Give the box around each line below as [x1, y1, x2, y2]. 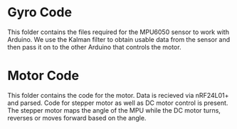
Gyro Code [7, 4, 73, 21]
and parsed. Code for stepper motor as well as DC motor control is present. [7, 99, 228, 107]
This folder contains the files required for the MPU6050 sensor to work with [7, 28, 230, 36]
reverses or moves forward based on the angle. [7, 113, 147, 122]
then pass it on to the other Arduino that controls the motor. [7, 43, 181, 51]
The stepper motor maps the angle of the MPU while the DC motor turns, [7, 106, 221, 114]
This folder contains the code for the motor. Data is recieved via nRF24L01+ [7, 91, 229, 99]
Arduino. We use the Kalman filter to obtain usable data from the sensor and [7, 35, 231, 43]
